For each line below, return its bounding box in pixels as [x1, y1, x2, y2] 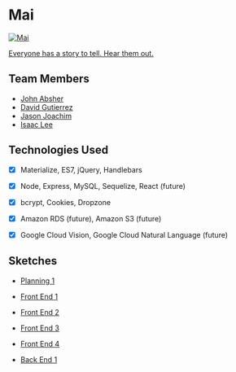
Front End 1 [20, 291, 59, 301]
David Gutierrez [20, 102, 73, 112]
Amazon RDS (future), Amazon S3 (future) [20, 213, 162, 223]
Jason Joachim [20, 111, 72, 120]
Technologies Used [8, 143, 108, 157]
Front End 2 [20, 307, 59, 317]
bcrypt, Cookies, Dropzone [20, 197, 111, 207]
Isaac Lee [20, 120, 53, 129]
